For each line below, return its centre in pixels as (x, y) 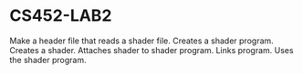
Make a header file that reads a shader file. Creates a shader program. (141, 41)
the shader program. (48, 60)
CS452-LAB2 (61, 16)
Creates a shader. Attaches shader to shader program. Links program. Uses (151, 50)
